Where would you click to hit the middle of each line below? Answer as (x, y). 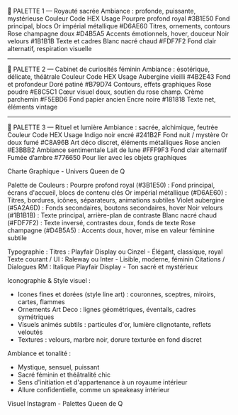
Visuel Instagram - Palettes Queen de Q (65, 404)
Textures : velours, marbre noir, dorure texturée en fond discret (109, 340)
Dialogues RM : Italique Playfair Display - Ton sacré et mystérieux (103, 267)
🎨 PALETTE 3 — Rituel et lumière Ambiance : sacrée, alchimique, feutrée (113, 127)
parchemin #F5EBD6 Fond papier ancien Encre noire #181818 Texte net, (112, 99)
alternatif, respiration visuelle (50, 49)
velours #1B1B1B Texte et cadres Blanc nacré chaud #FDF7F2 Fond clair (112, 41)
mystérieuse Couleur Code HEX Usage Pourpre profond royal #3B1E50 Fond (119, 18)
